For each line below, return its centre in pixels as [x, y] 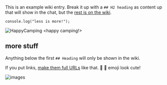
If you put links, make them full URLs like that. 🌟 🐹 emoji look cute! [73, 67]
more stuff [22, 46]
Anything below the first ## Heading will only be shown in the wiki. [73, 58]
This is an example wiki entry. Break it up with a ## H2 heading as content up [84, 7]
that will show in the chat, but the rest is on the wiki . [58, 12]
